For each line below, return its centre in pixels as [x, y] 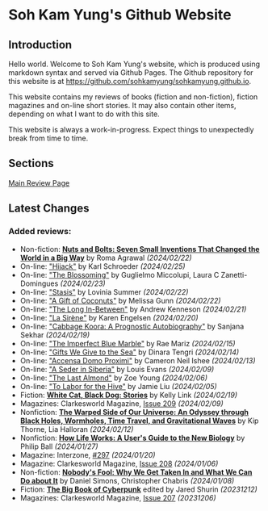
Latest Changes [49, 209]
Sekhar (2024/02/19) [55, 335]
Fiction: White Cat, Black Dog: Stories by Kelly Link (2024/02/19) [129, 395]
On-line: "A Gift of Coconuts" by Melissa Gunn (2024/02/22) [120, 300]
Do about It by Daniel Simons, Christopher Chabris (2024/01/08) [127, 480]
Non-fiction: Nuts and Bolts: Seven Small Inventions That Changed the [140, 249]
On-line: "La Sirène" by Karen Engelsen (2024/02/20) [109, 317]
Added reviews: [40, 232]
